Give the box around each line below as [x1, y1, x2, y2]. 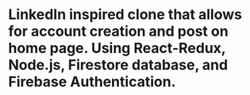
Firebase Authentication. [8, 73, 176, 91]
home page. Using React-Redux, [8, 40, 226, 57]
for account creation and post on [8, 22, 229, 40]
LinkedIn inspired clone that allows [8, 6, 242, 24]
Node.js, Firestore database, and [8, 56, 229, 74]
